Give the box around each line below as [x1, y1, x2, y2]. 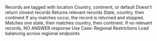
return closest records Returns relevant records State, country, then [5, 9, 145, 15]
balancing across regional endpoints [5, 31, 80, 36]
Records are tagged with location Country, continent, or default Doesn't [5, 4, 152, 10]
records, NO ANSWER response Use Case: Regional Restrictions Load [5, 25, 149, 31]
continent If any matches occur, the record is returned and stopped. [5, 15, 145, 20]
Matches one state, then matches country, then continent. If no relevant [5, 20, 153, 26]
